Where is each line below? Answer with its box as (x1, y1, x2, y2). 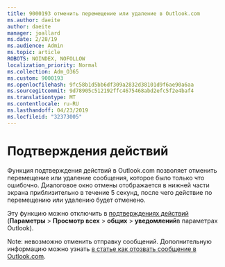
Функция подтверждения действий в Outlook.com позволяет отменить (7, 166, 217, 174)
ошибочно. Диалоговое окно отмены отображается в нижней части (7, 181, 210, 189)
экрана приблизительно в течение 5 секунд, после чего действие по (7, 188, 212, 196)
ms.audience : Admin (7, 42, 64, 49)
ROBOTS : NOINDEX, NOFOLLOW (7, 55, 85, 62)
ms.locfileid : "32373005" (7, 113, 82, 120)
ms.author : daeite (7, 17, 60, 24)
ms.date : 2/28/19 (7, 36, 58, 43)
